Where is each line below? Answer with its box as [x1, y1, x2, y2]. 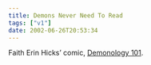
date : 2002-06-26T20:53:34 [8, 26, 98, 34]
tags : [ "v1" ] [8, 19, 52, 27]
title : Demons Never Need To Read [8, 11, 124, 20]
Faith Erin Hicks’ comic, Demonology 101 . [8, 48, 144, 58]
